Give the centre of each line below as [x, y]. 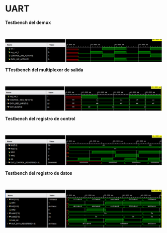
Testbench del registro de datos [39, 173]
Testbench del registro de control [40, 118]
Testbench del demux [28, 22]
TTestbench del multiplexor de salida [44, 70]
